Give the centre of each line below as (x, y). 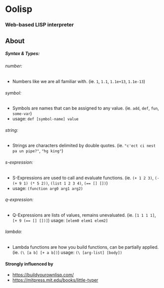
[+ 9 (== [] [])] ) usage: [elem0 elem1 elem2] (60, 220)
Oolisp (19, 9)
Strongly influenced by (29, 264)
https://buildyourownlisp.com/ (43, 275)
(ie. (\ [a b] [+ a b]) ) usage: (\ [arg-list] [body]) (67, 253)
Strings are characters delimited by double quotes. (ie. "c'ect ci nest (84, 146)
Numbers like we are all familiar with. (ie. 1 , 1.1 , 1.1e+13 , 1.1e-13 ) (79, 82)
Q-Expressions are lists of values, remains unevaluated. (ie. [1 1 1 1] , (84, 215)
